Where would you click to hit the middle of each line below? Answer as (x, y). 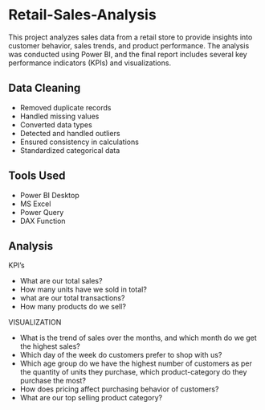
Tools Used (37, 176)
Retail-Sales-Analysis (82, 15)
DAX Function (43, 221)
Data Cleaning (45, 88)
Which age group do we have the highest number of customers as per (136, 363)
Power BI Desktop (49, 195)
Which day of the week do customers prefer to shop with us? (121, 355)
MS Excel (35, 204)
